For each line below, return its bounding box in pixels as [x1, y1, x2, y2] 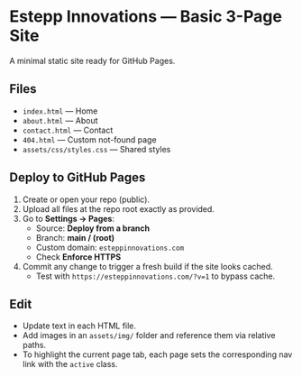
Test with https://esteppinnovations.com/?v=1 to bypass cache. [35, 271, 276, 281]
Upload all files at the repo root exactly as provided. [22, 203, 215, 214]
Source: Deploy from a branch [35, 223, 151, 234]
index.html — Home [22, 106, 98, 116]
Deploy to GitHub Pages [9, 170, 146, 186]
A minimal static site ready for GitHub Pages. [9, 55, 176, 66]
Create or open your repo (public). [22, 194, 151, 205]
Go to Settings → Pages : [22, 213, 115, 224]
